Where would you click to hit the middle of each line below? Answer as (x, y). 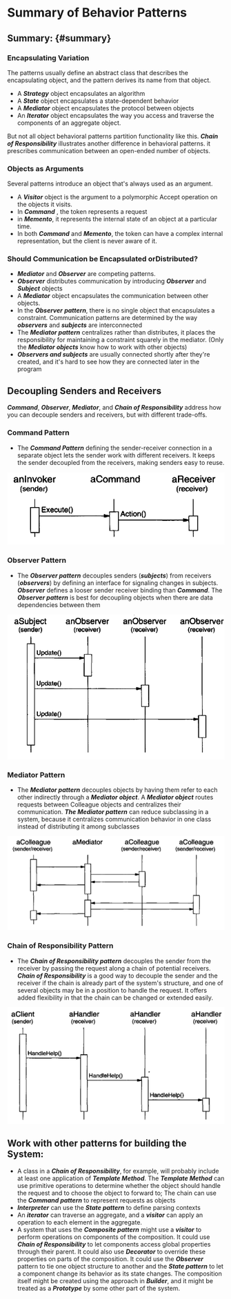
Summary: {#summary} (59, 38)
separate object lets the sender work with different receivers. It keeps (116, 455)
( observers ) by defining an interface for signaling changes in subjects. (118, 583)
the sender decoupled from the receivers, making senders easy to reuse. (121, 462)
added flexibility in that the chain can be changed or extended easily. (115, 998)
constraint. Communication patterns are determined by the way (107, 318)
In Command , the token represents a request (82, 212)
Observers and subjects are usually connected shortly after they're (113, 355)
